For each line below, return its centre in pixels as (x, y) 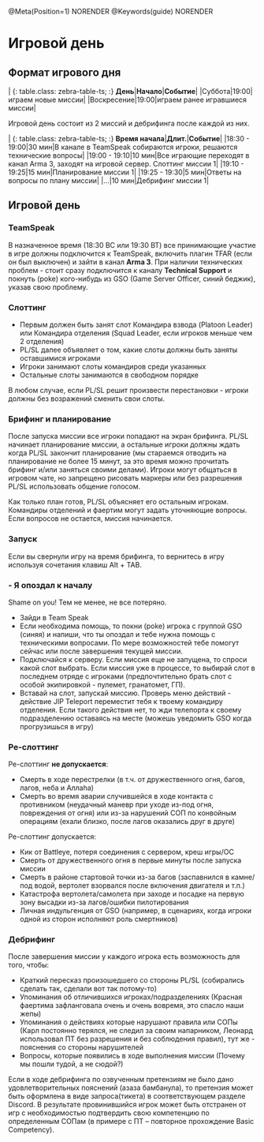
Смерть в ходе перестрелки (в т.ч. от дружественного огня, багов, (132, 780)
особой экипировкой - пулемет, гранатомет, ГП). (102, 684)
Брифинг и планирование (60, 419)
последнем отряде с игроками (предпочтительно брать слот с (126, 676)
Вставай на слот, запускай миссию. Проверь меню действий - (125, 693)
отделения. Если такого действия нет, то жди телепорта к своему (130, 710)
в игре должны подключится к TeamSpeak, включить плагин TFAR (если (130, 253)
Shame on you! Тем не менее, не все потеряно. (87, 602)
